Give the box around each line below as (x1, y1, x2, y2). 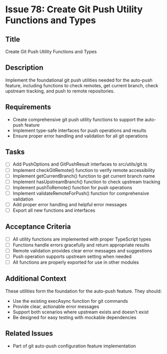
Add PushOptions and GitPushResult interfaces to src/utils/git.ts (12, 161, 148, 167)
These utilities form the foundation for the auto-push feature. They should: (5, 288, 162, 294)
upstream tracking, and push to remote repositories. (5, 88, 115, 94)
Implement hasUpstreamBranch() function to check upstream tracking (12, 179, 161, 185)
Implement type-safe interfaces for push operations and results (12, 127, 147, 133)
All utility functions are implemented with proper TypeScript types (12, 236, 152, 242)
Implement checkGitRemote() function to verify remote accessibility (12, 167, 155, 173)
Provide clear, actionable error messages (12, 303, 100, 309)
